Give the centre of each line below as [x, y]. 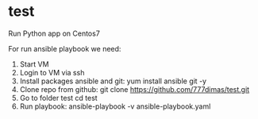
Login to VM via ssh [52, 72]
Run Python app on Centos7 [54, 33]
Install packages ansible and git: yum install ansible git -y [113, 81]
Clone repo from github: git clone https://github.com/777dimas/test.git [135, 89]
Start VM [34, 64]
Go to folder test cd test [58, 98]
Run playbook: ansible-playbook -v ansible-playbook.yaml [115, 106]
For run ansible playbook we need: [65, 48]
